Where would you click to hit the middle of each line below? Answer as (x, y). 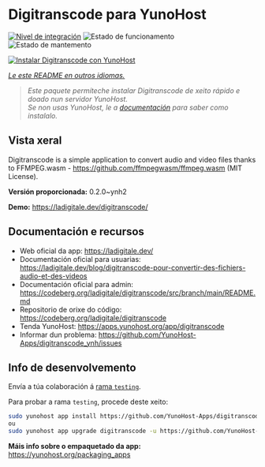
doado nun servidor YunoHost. (78, 99)
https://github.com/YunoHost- (147, 334)
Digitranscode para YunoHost (107, 15)
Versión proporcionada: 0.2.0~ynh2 (68, 192)
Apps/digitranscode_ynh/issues (71, 343)
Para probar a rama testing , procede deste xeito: (88, 402)
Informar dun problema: (58, 334)
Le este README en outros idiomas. (67, 75)
